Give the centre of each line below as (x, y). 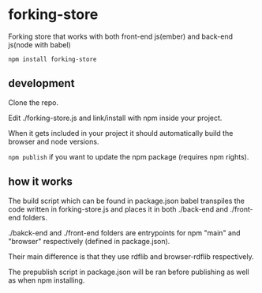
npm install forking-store (52, 59)
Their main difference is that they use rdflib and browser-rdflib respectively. (131, 256)
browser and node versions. (54, 141)
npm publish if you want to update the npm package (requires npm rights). (129, 156)
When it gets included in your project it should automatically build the (121, 133)
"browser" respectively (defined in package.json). (89, 241)
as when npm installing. (47, 280)
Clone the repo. (34, 102)
